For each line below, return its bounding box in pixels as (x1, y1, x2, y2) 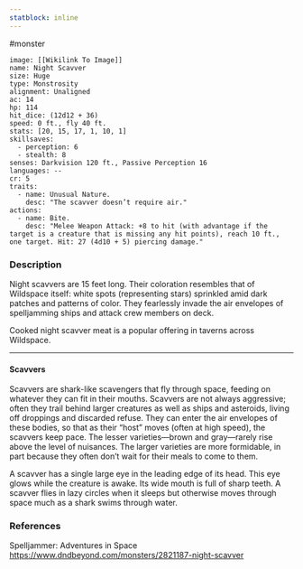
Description (9, 258, 62, 271)
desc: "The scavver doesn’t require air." (25, 198, 188, 207)
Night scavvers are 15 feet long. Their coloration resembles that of (9, 278, 255, 289)
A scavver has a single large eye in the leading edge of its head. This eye (9, 469, 281, 480)
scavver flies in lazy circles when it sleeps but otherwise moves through (9, 488, 277, 499)
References (9, 520, 61, 533)
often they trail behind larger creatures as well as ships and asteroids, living (9, 403, 290, 414)
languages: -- (9, 166, 63, 175)
